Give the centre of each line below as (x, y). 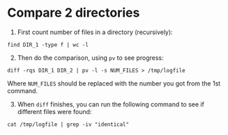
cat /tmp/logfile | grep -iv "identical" (68, 124)
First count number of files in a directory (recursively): (95, 32)
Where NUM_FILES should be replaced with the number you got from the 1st (114, 83)
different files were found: (54, 111)
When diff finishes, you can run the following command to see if (111, 104)
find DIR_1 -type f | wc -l (48, 45)
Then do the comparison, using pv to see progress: (90, 58)
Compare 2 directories (74, 13)
